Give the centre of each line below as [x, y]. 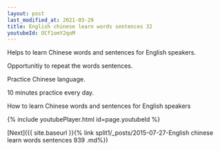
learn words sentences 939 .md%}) [58, 140]
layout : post [26, 13]
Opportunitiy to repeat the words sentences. [70, 66]
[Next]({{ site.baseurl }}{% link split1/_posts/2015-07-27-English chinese [110, 133]
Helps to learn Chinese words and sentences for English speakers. [102, 53]
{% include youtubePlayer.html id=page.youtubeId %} [84, 120]
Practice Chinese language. [46, 79]
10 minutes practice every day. [51, 93]
